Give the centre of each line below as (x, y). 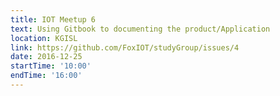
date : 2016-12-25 (46, 57)
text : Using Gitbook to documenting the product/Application (140, 29)
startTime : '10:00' (51, 66)
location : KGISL (44, 38)
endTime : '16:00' (46, 76)
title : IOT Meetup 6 (53, 19)
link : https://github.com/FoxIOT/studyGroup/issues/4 (125, 47)
